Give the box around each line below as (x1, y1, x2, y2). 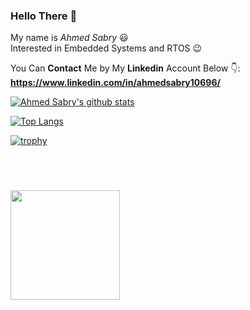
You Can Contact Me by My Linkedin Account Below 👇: (10, 62, 241, 74)
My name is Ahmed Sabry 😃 (10, 32, 129, 44)
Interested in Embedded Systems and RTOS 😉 (10, 42, 203, 54)
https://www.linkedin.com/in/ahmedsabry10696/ (10, 77, 221, 89)
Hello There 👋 (10, 9, 78, 23)
